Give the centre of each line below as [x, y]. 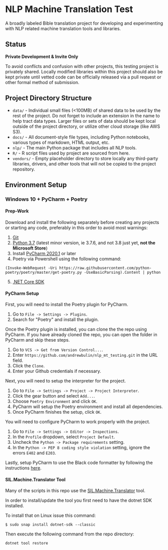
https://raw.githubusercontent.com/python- [105, 268]
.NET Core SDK [28, 282]
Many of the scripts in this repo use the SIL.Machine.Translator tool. [75, 491]
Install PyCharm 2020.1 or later [44, 254]
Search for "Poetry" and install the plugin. [56, 320]
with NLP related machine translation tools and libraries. [63, 28]
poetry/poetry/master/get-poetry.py [44, 273]
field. [18, 360]
